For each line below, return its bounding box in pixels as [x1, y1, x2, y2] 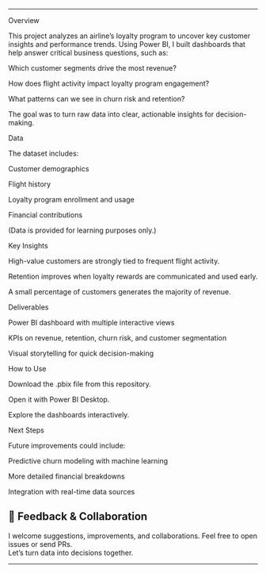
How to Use [8, 364, 47, 373]
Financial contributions [8, 210, 83, 219]
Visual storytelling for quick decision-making [8, 348, 154, 358]
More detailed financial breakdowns [8, 471, 125, 481]
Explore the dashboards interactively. [8, 410, 130, 419]
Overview [8, 16, 40, 25]
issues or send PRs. [8, 539, 73, 548]
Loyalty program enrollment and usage [8, 195, 135, 204]
